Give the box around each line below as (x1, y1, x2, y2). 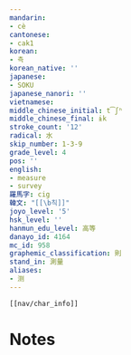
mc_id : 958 (9, 241, 51, 250)
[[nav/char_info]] (9, 299, 79, 308)
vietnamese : (9, 97, 54, 107)
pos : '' (9, 156, 39, 166)
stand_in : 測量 (9, 257, 64, 267)
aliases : (9, 266, 42, 275)
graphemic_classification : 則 (9, 249, 122, 258)
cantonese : (9, 30, 51, 39)
